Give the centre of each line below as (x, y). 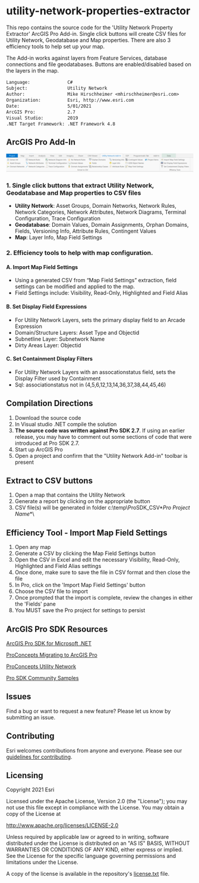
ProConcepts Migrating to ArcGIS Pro (52, 655)
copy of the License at (34, 814)
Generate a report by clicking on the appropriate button (82, 501)
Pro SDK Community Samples (42, 678)
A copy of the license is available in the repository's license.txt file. (88, 874)
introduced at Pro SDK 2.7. (47, 443)
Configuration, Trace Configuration (58, 219)
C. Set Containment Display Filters (50, 359)
